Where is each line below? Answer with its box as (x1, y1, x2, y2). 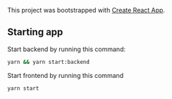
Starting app (7, 26, 63, 38)
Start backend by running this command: (7, 45, 125, 53)
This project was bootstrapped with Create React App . (7, 6, 166, 14)
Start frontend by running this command (7, 71, 124, 79)
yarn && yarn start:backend (7, 58, 90, 65)
